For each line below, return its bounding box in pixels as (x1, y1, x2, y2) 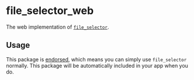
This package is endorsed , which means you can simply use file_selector (6, 55, 187, 62)
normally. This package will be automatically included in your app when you (6, 62, 189, 69)
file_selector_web (6, 4, 94, 18)
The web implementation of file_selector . (6, 23, 109, 30)
